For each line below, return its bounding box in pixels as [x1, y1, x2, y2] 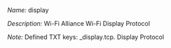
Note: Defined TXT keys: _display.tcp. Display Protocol [7, 33, 165, 41]
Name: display [7, 6, 49, 14]
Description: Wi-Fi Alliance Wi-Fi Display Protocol [7, 19, 151, 27]
